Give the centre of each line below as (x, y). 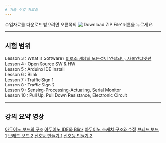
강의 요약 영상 (25, 117)
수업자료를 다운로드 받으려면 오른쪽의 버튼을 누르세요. (79, 24)
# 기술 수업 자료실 (21, 10)
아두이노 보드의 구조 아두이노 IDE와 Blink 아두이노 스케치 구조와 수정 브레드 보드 (82, 129)
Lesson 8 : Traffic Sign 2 (30, 85)
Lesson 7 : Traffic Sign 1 (29, 80)
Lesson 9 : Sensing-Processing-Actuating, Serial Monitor (63, 90)
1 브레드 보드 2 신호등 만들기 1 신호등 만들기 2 (49, 136)
